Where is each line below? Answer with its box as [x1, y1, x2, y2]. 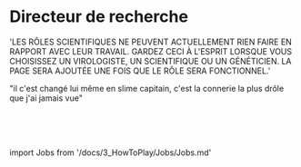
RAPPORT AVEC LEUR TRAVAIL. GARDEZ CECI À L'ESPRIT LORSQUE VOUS [9, 45, 293, 56]
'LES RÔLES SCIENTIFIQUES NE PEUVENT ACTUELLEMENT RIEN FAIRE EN [9, 36, 293, 47]
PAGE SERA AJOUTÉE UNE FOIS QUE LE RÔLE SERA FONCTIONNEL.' [9, 65, 271, 76]
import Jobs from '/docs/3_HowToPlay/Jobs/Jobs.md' [9, 147, 212, 158]
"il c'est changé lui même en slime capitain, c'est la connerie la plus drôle [9, 83, 285, 93]
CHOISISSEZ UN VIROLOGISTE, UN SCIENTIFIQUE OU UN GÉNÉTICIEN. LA [9, 55, 292, 66]
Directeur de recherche [9, 6, 189, 27]
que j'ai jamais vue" [9, 93, 84, 103]
